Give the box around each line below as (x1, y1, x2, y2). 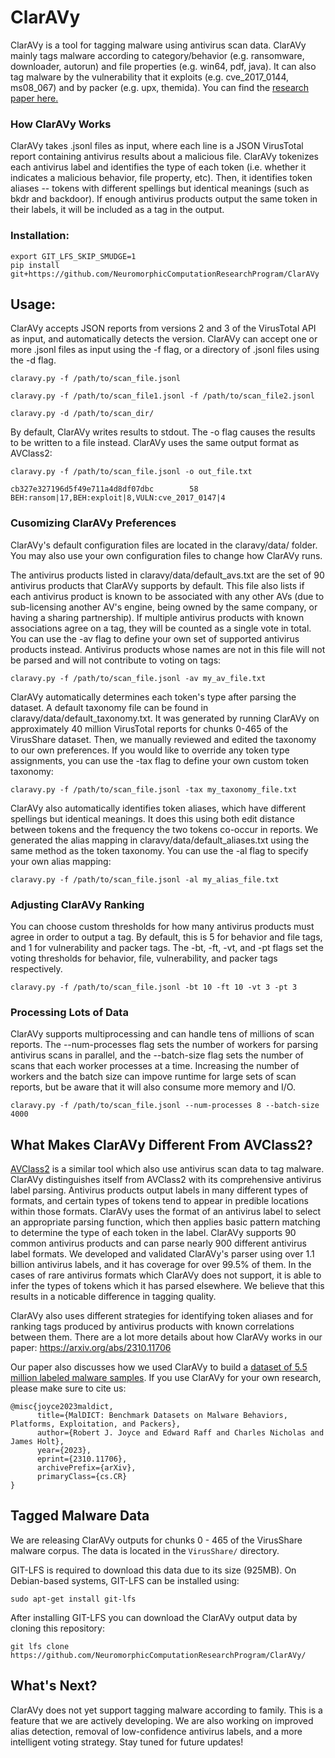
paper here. (10, 92, 59, 104)
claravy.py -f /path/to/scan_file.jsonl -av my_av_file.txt (10, 673, 267, 683)
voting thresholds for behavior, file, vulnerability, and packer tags (10, 952, 278, 964)
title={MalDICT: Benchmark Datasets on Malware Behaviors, (36, 1411, 288, 1421)
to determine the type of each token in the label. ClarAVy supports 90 (10, 1227, 297, 1239)
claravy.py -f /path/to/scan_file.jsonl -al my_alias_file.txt (10, 874, 280, 885)
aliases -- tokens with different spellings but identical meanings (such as (10, 182, 310, 195)
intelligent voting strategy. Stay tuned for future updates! (10, 1736, 244, 1748)
